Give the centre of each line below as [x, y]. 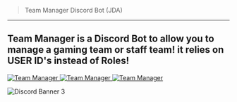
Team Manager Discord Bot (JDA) [74, 10]
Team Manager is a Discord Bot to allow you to [111, 39]
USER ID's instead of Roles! [68, 61]
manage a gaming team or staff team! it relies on [116, 50]
